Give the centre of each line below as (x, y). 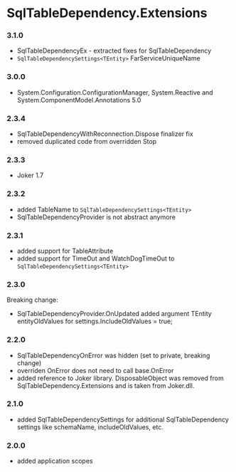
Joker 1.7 (30, 175)
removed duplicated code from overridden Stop (87, 142)
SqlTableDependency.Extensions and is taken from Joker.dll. (106, 385)
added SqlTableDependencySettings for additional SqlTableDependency (123, 419)
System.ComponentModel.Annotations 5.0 (79, 100)
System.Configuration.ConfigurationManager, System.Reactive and (115, 92)
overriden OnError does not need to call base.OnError (95, 370)
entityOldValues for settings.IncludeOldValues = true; (95, 321)
